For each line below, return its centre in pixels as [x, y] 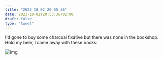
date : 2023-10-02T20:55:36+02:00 [39, 14]
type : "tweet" [20, 23]
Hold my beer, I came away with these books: [51, 43]
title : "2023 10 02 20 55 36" [36, 10]
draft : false [18, 19]
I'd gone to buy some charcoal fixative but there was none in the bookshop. [82, 37]
